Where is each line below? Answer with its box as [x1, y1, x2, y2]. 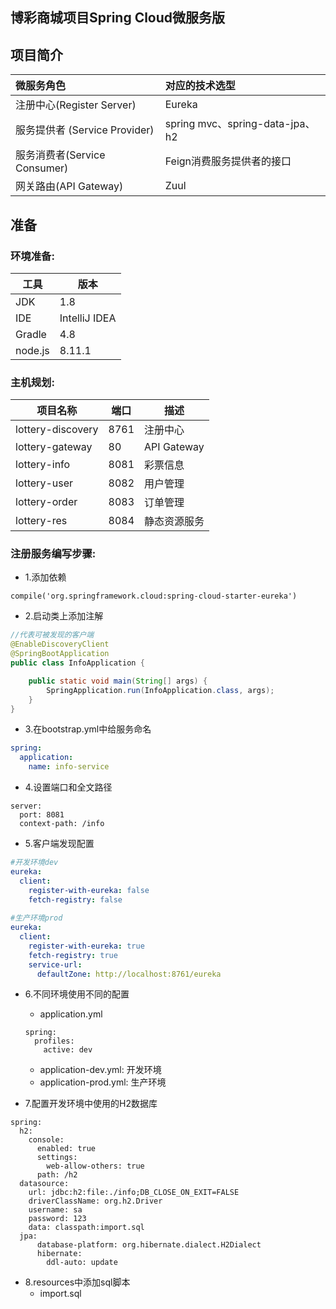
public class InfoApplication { [10, 658, 145, 668]
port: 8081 [19, 810, 65, 820]
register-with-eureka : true [28, 941, 145, 951]
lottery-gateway [15, 440, 93, 454]
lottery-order [15, 495, 78, 509]
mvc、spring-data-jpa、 [197, 117, 316, 131]
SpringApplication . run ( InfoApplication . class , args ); [46, 685, 275, 695]
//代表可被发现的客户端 [10, 630, 95, 640]
